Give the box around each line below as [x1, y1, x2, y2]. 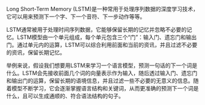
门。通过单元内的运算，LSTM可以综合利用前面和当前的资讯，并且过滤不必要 [6, 42, 198, 48]
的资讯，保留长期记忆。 [6, 49, 65, 56]
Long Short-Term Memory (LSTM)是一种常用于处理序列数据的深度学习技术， [6, 5, 199, 12]
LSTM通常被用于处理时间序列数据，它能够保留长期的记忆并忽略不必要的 [6, 26, 187, 33]
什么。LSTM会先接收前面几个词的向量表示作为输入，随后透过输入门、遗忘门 [6, 70, 198, 76]
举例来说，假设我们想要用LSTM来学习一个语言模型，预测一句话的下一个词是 [6, 62, 198, 69]
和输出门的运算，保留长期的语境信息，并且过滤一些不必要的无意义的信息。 [6, 77, 193, 84]
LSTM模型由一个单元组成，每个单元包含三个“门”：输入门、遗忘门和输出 [16, 34, 197, 41]
